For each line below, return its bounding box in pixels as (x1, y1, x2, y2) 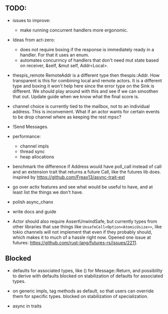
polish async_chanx (12, 199, 54, 205)
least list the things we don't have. (12, 189, 84, 195)
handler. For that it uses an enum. (20, 52, 89, 58)
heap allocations (20, 153, 54, 160)
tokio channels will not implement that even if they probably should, (12, 229, 152, 235)
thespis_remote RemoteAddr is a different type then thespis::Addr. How (12, 72, 160, 78)
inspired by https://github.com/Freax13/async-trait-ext (12, 174, 125, 180)
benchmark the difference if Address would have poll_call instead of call (12, 163, 162, 170)
